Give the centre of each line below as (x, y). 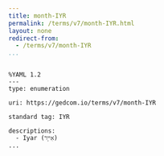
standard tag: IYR (39, 117)
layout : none (30, 31)
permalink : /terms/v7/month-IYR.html (72, 23)
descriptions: (32, 131)
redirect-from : (34, 38)
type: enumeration (39, 89)
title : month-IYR (37, 16)
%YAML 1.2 (25, 75)
